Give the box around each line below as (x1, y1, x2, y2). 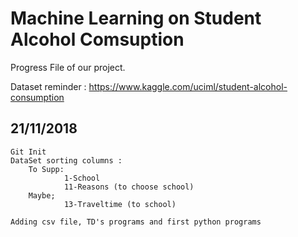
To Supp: (28, 164, 65, 174)
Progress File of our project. (10, 61, 126, 73)
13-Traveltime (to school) (63, 199, 177, 209)
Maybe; (28, 190, 56, 201)
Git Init (10, 147, 47, 157)
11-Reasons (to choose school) (63, 182, 195, 192)
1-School (63, 173, 101, 183)
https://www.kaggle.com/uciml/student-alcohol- (88, 80, 288, 92)
